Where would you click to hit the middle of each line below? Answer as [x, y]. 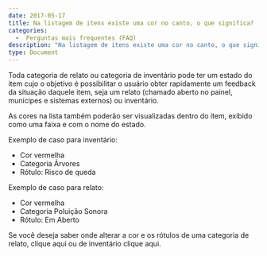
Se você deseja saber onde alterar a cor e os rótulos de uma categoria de [129, 235]
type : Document [33, 52]
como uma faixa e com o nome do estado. [77, 124]
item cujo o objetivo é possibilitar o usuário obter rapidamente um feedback [132, 83]
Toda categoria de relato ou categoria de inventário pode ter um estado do [130, 75]
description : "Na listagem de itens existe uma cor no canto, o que [124, 45]
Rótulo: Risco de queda [58, 172]
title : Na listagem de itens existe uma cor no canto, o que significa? [131, 23]
